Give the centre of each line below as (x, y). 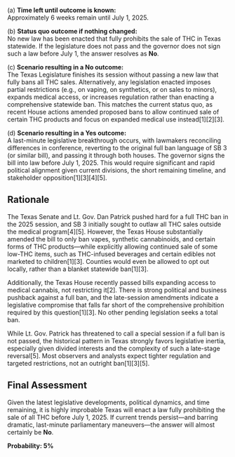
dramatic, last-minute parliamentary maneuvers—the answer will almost (111, 425)
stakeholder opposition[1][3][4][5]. (57, 178)
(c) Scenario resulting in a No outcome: (66, 67)
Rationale (28, 200)
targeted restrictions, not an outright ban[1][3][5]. (79, 363)
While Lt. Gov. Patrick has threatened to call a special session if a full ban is (116, 333)
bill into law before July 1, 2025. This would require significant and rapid (111, 163)
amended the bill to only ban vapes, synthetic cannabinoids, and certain (111, 239)
